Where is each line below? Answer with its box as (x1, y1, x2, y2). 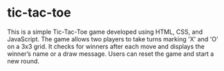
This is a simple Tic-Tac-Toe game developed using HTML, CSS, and (7, 28, 203, 36)
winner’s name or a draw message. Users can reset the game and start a (7, 50, 214, 58)
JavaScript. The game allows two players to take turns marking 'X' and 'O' (7, 34, 219, 43)
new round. (7, 57, 40, 65)
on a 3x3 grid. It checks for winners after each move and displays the (7, 42, 205, 50)
